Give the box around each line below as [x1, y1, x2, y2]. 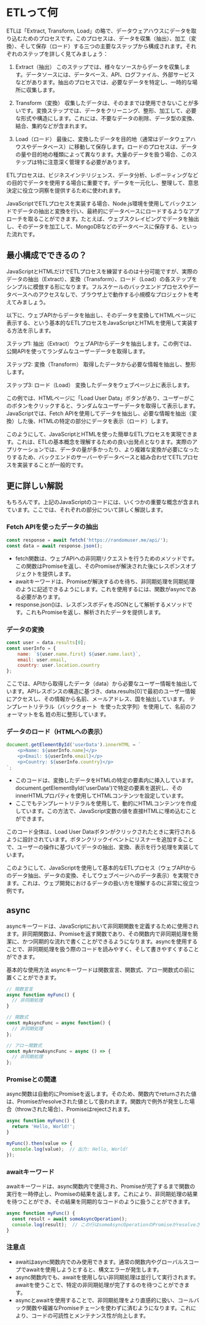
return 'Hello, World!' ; [12, 1124, 75, 1130]
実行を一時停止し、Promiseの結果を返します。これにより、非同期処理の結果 [6, 1190, 198, 1197]
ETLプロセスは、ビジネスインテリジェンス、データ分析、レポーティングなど [6, 171, 199, 179]
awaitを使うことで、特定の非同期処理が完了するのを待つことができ [15, 1281, 185, 1288]
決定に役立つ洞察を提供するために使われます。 [6, 187, 124, 194]
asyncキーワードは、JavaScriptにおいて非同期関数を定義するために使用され [6, 922, 199, 930]
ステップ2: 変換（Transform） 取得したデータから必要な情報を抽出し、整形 [6, 360, 196, 368]
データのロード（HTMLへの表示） [6, 728, 107, 736]
